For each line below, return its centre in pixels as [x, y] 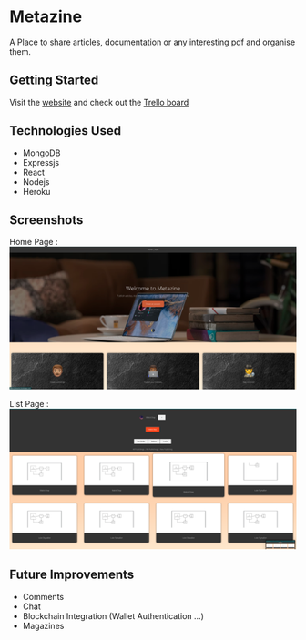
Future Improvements [72, 575]
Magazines [43, 625]
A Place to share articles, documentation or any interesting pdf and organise [153, 42]
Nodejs [36, 182]
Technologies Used [65, 131]
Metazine [46, 17]
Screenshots [46, 220]
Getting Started [54, 81]
